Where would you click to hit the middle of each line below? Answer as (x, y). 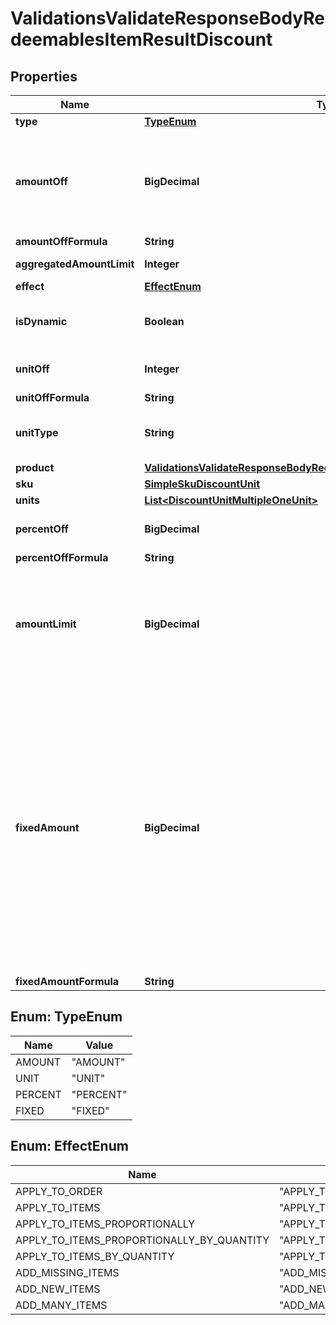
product (35, 467)
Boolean (164, 321)
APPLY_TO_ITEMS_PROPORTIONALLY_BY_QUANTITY (142, 1240)
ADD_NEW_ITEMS (58, 1289)
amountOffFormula (61, 241)
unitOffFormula (52, 397)
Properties (44, 76)
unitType (37, 432)
